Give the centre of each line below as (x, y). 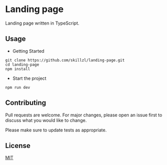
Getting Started (28, 51)
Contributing (26, 103)
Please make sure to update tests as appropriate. (56, 130)
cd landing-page (22, 64)
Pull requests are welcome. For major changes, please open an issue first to (84, 115)
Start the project (29, 78)
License (18, 146)
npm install (18, 69)
